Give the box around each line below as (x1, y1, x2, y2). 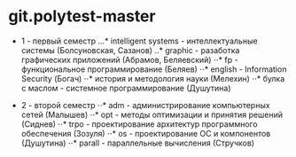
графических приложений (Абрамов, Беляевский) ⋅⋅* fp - (20, 54, 238, 65)
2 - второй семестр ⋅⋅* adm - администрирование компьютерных (20, 99, 271, 110)
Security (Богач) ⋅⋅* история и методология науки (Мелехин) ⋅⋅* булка (20, 73, 285, 83)
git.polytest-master (8, 6, 156, 27)
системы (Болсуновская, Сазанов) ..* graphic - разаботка (20, 44, 240, 55)
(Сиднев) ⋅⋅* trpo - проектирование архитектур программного (20, 118, 258, 130)
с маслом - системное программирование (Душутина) (20, 82, 231, 93)
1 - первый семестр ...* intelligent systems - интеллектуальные (20, 35, 258, 46)
